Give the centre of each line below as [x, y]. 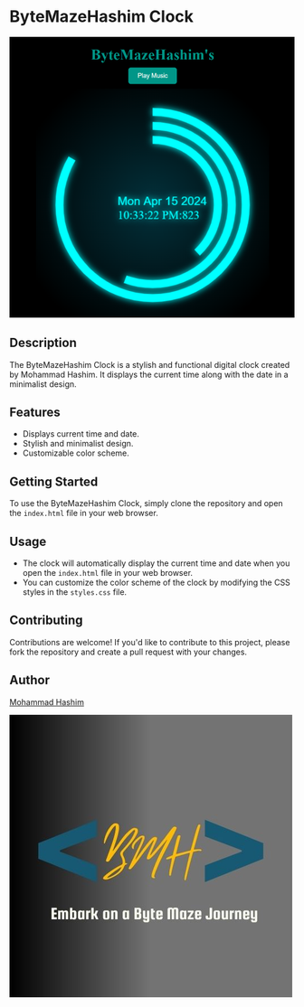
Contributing [46, 621]
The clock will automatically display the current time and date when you [156, 563]
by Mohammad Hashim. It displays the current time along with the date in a [149, 374]
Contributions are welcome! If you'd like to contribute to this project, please [150, 642]
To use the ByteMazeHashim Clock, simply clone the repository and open [146, 504]
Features [35, 412]
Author [29, 680]
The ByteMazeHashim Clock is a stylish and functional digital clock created [150, 364]
